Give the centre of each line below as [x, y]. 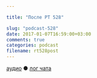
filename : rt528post [33, 51]
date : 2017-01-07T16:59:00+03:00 [49, 34]
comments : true [26, 40]
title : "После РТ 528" [35, 17]
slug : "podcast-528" [33, 28]
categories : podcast [33, 45]
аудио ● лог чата [29, 68]
